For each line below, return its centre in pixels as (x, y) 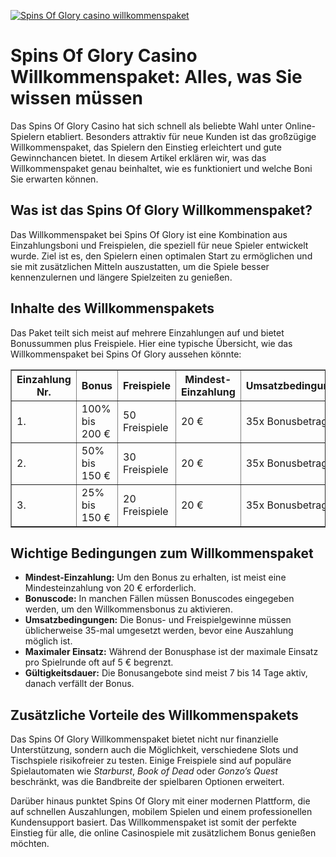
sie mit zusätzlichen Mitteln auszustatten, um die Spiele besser (140, 266)
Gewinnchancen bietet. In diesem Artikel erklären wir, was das (138, 157)
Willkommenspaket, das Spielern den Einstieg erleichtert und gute (146, 147)
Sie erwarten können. (54, 179)
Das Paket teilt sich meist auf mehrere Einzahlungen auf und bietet (147, 332)
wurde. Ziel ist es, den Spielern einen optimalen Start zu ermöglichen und (161, 256)
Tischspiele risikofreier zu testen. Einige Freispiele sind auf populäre (151, 761)
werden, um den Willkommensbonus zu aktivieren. (128, 609)
